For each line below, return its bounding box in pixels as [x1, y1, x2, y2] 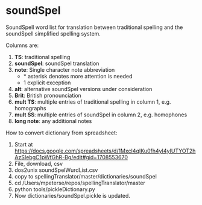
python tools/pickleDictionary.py [14, 185, 95, 193]
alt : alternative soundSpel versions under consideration [14, 85, 153, 92]
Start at [14, 140, 33, 148]
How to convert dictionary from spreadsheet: [5, 129, 118, 136]
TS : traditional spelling [14, 53, 71, 60]
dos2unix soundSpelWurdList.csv [14, 166, 98, 174]
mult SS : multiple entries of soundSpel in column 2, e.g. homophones [14, 111, 188, 118]
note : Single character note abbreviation [14, 66, 115, 73]
